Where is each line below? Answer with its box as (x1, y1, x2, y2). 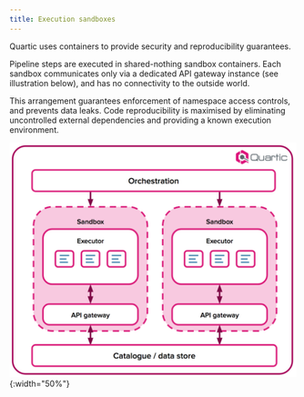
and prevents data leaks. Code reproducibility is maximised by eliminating (9, 104, 286, 115)
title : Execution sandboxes (9, 15, 117, 24)
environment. (9, 124, 59, 135)
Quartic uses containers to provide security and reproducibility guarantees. (9, 41, 291, 52)
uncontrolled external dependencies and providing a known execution (9, 114, 271, 125)
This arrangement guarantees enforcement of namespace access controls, (9, 95, 291, 106)
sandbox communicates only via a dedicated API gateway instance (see (9, 68, 279, 79)
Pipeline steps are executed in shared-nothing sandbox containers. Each (9, 58, 282, 69)
